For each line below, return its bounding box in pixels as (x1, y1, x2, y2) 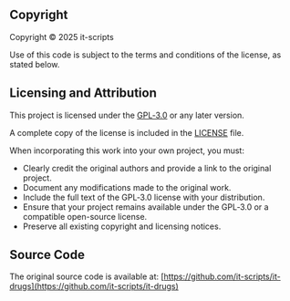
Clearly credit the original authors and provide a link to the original (22, 162, 272, 173)
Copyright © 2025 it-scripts (9, 31, 114, 42)
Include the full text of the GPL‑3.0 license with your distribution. (22, 192, 265, 202)
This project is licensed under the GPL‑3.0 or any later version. (9, 109, 244, 120)
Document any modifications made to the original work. (22, 182, 232, 192)
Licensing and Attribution (9, 86, 157, 101)
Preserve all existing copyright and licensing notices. (22, 221, 222, 232)
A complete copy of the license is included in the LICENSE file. (9, 127, 244, 138)
